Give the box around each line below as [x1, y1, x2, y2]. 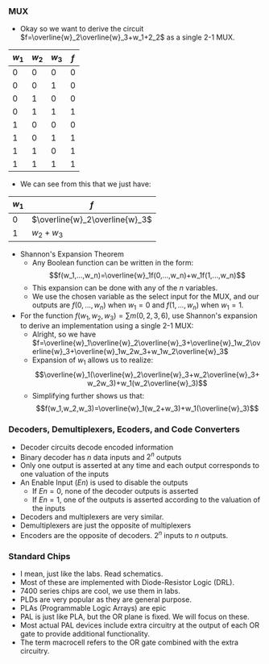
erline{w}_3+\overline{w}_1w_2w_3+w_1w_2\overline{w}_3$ [31, 347, 229, 357]
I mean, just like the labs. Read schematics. [19, 569, 163, 578]
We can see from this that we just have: [19, 179, 151, 189]
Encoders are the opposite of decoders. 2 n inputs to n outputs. [19, 529, 229, 540]
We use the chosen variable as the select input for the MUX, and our [31, 291, 259, 301]
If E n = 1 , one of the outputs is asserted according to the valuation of [31, 495, 260, 505]
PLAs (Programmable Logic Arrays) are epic [19, 603, 167, 613]
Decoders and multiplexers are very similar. [19, 512, 164, 522]
